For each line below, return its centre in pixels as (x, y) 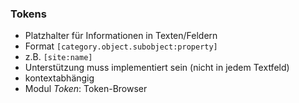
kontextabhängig (59, 78)
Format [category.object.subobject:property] (121, 46)
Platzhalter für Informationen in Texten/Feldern (121, 36)
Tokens (28, 14)
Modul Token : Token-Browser (86, 89)
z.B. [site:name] (58, 57)
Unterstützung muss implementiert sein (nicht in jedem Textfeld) (157, 68)
